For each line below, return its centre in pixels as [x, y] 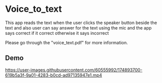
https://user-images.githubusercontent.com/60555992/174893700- [74, 70]
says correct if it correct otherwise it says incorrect [57, 33]
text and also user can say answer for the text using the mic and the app [78, 28]
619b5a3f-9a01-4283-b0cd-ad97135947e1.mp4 [54, 75]
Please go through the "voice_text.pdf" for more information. [66, 42]
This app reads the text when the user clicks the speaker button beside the [81, 23]
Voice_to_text [33, 9]
